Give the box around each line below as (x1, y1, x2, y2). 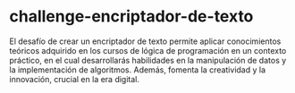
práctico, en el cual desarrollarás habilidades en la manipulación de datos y (9, 55, 287, 65)
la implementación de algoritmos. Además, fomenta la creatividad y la (9, 64, 266, 75)
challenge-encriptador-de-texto (9, 6, 254, 27)
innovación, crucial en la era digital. (9, 73, 140, 84)
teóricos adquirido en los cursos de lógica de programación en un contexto (9, 45, 287, 55)
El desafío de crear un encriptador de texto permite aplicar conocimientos (9, 36, 282, 46)
